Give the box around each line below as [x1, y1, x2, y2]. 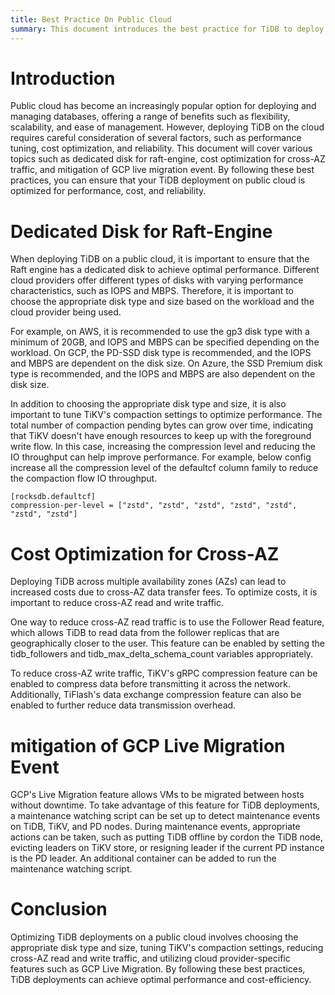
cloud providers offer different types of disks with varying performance [10, 274, 304, 286]
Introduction [10, 67, 116, 90]
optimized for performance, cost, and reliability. [10, 185, 207, 197]
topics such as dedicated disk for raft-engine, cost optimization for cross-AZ [10, 153, 326, 165]
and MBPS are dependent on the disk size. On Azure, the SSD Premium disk [10, 357, 323, 370]
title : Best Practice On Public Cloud [10, 14, 172, 25]
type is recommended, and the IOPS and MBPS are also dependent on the [10, 368, 316, 380]
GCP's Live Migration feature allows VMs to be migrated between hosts [10, 789, 305, 801]
